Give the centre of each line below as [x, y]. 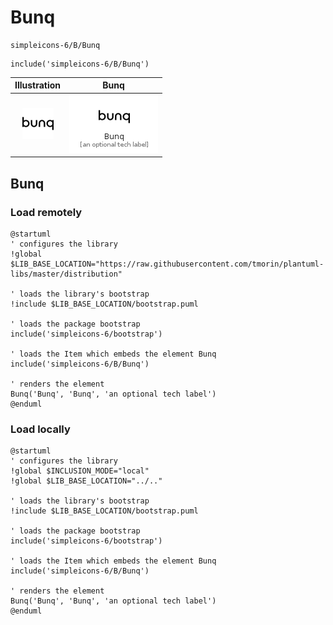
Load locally [40, 429]
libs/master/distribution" [66, 274]
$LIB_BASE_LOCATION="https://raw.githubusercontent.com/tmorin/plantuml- [167, 264]
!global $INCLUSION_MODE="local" [80, 471]
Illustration [38, 85]
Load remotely [46, 212]
